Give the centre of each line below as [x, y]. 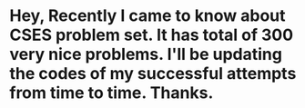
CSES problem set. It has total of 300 [152, 35]
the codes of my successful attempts [153, 74]
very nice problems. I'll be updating [146, 54]
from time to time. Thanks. [112, 93]
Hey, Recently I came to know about [147, 16]
